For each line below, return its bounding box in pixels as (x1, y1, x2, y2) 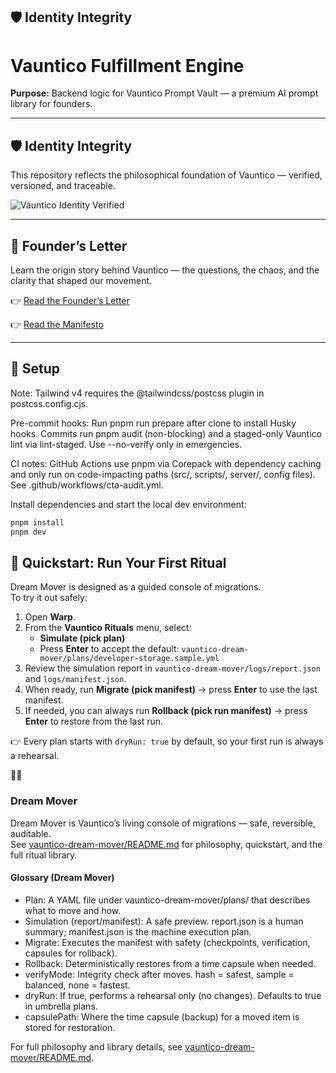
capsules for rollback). (24, 947, 118, 959)
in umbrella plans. (24, 1000, 98, 1012)
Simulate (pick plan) (39, 632, 126, 644)
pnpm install (10, 517, 65, 528)
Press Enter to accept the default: (39, 643, 180, 655)
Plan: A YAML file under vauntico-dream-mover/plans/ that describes (24, 894, 311, 906)
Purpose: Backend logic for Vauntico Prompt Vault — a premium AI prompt (10, 87, 319, 99)
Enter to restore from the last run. (24, 715, 164, 728)
